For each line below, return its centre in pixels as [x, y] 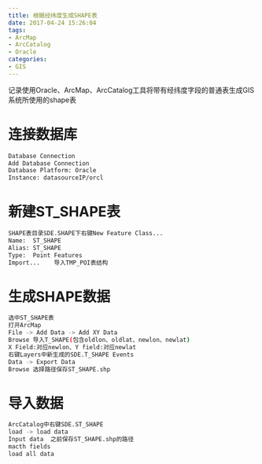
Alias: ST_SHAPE [35, 248]
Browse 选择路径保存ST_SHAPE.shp [59, 369]
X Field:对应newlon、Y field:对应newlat [72, 347]
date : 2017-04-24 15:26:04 [52, 23]
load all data [31, 454]
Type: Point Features [45, 255]
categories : [28, 60]
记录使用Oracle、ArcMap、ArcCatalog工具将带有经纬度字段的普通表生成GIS [131, 90]
